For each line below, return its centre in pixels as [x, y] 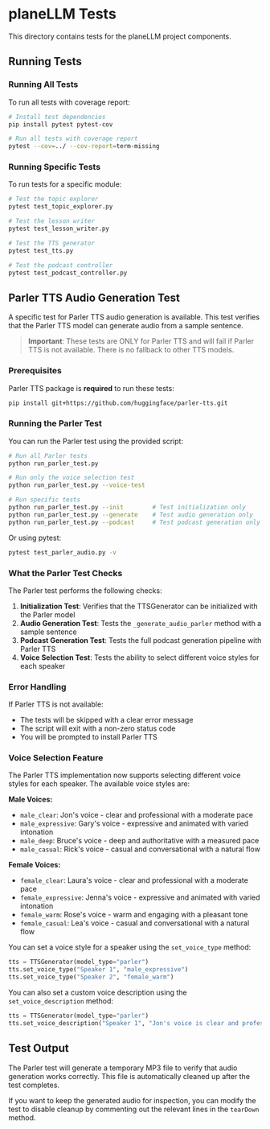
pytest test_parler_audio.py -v [62, 552]
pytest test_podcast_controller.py [68, 273]
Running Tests [45, 62]
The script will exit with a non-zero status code [98, 728]
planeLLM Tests [62, 14]
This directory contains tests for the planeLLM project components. [120, 36]
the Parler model [47, 614]
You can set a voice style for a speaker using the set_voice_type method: [130, 947]
